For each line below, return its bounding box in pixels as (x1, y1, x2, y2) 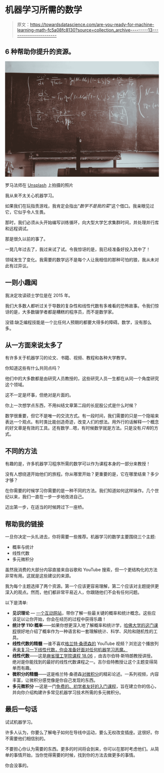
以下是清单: (5, 600, 28, 605)
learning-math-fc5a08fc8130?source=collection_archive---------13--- (17, 27, 159, 33)
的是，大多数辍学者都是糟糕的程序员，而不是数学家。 (9, 309, 116, 315)
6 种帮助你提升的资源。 (5, 47, 75, 56)
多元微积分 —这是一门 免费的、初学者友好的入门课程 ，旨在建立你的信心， (12, 684, 159, 689)
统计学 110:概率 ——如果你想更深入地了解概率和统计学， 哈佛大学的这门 (12, 623, 154, 628)
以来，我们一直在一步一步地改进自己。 (9, 494, 86, 500)
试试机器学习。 (5, 719, 35, 725)
